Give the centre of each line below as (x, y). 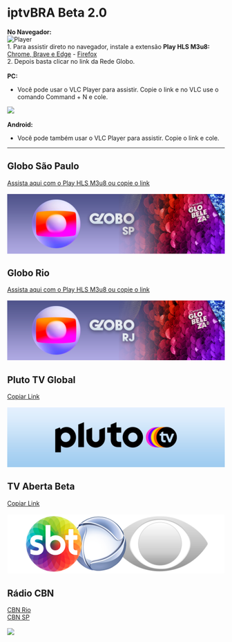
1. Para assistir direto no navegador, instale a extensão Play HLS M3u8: (109, 46)
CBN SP (18, 617)
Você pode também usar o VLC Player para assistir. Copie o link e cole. (118, 138)
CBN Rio (19, 610)
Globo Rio (28, 273)
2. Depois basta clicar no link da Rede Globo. (71, 61)
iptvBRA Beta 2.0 (57, 13)
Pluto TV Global (41, 380)
